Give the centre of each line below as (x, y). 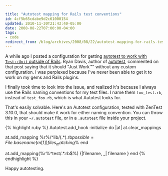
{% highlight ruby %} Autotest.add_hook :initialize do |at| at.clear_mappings (83, 127)
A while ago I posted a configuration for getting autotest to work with (76, 56)
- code (12, 37)
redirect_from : (21, 42)
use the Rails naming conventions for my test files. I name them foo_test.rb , (84, 92)
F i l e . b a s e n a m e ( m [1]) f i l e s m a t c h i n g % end (47, 143)
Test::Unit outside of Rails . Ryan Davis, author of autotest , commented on (82, 61)
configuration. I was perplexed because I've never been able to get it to (79, 72)
